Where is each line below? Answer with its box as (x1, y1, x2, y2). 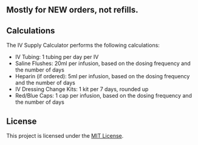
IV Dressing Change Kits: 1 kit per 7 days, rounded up (15, 86, 149, 93)
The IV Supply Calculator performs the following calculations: (6, 42, 160, 49)
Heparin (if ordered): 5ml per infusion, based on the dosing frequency (15, 73, 190, 80)
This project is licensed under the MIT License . (6, 132, 124, 140)
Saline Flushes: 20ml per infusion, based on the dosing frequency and (15, 60, 191, 67)
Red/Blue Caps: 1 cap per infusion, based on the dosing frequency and (15, 92, 193, 99)
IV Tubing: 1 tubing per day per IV (15, 53, 99, 61)
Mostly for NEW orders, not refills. (6, 5, 138, 15)
